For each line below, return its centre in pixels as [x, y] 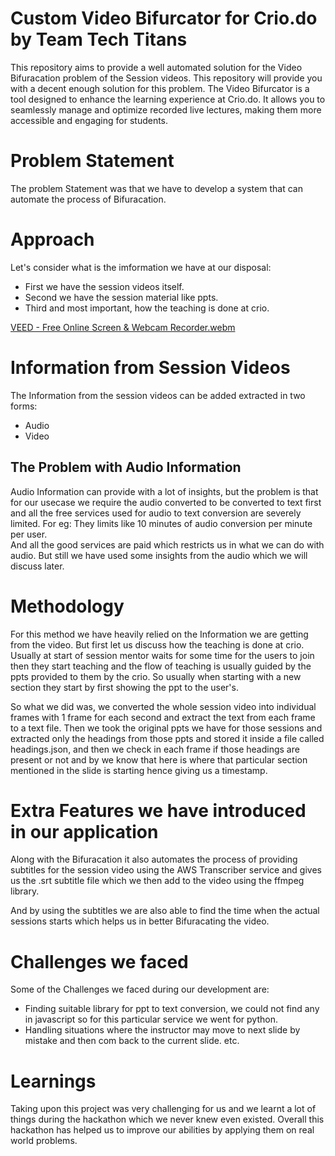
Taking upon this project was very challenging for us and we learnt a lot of [163, 1109]
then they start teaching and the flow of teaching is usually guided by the [161, 666]
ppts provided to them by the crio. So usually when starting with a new [156, 676]
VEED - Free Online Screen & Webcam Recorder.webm [123, 327]
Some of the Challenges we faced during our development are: [140, 989]
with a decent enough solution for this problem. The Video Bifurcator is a [160, 88]
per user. [29, 534]
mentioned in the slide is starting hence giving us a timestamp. [139, 770]
